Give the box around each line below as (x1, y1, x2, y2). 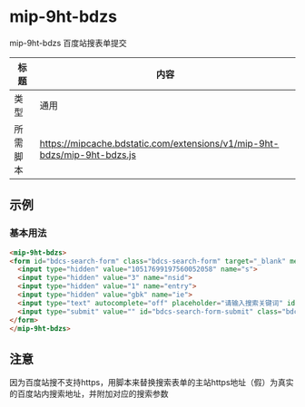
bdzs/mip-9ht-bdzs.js (39, 148, 136, 160)
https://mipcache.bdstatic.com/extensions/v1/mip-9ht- (39, 137, 280, 150)
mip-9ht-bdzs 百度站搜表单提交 (9, 37, 127, 48)
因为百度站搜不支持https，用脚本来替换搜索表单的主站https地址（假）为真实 (9, 377, 294, 388)
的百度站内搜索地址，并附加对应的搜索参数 (9, 388, 169, 400)
